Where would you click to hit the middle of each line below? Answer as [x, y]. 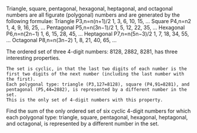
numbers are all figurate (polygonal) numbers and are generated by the [93, 15]
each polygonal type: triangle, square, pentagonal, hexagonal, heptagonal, [97, 117]
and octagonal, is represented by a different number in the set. [82, 123]
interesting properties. [33, 58]
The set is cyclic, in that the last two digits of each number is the [96, 69]
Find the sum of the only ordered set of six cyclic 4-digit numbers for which [99, 111]
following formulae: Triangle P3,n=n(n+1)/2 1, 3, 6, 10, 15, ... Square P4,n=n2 [99, 21]
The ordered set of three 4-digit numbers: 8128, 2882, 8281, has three [92, 52]
